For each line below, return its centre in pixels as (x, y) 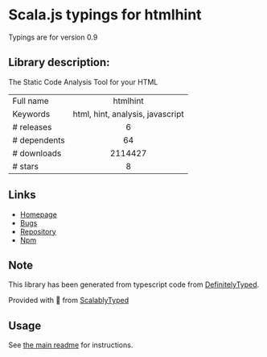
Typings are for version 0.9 (53, 37)
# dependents (39, 140)
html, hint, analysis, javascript (128, 114)
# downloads (37, 153)
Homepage (39, 214)
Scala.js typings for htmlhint (105, 15)
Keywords (31, 114)
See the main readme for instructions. (71, 345)
